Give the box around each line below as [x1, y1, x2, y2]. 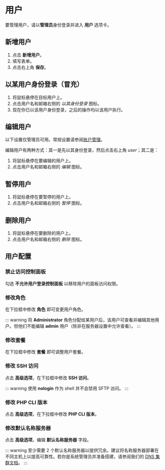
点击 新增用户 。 [12, 52, 45, 58]
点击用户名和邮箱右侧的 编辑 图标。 [12, 164, 85, 170]
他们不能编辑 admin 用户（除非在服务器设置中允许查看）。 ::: [18, 323, 141, 329]
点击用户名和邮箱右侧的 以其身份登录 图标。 [12, 100, 102, 107]
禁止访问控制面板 [5, 268, 46, 275]
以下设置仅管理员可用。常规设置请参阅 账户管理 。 [5, 137, 105, 143]
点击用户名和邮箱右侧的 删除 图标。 [12, 236, 85, 242]
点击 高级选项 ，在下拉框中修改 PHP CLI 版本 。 [5, 411, 100, 417]
